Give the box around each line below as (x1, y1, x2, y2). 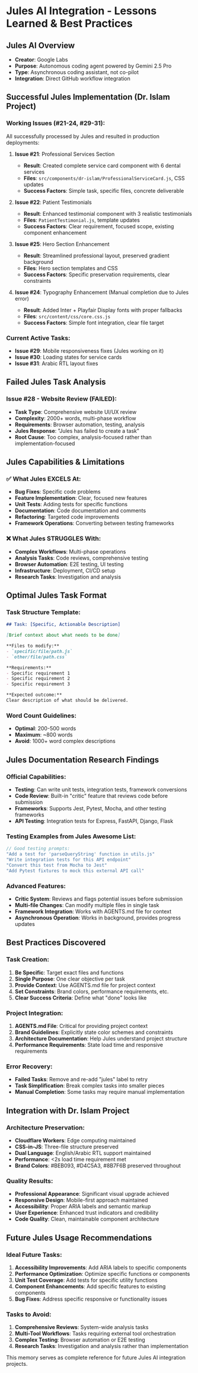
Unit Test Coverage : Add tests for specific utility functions (14, 1276, 158, 1283)
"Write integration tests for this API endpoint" (6, 857, 132, 863)
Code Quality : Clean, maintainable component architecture (14, 1215, 159, 1222)
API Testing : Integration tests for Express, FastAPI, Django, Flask (14, 817, 174, 825)
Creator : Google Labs (14, 56, 68, 63)
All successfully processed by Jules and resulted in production (6, 132, 160, 140)
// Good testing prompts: (6, 846, 70, 852)
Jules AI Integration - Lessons (6, 4, 157, 18)
